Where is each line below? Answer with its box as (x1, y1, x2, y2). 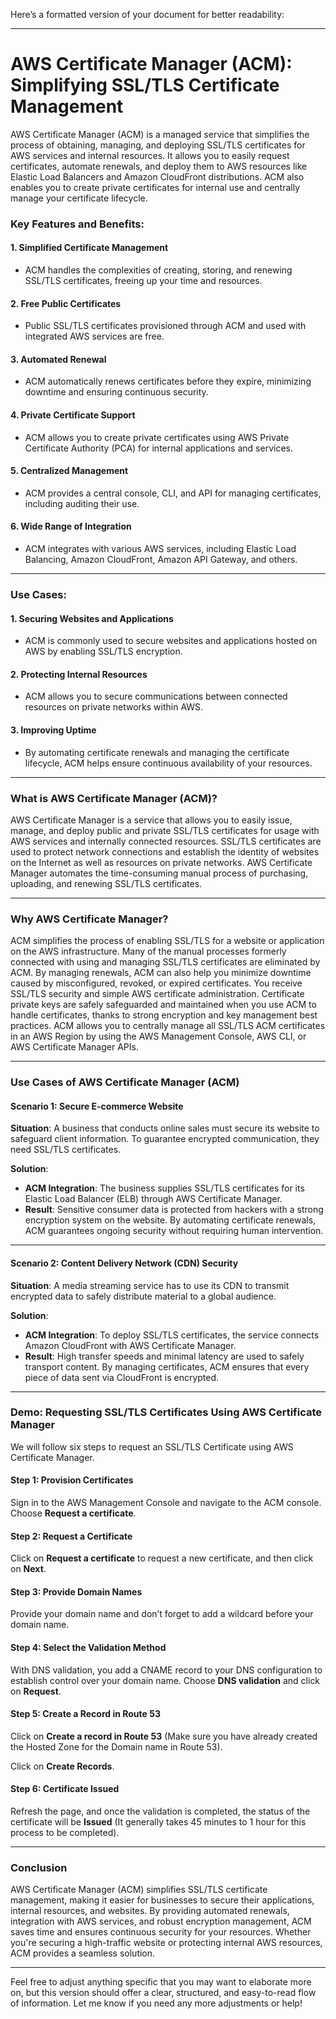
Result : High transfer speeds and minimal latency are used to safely (24, 1350, 305, 1362)
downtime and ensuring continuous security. (24, 386, 209, 398)
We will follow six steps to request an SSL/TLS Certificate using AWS (10, 1440, 294, 1453)
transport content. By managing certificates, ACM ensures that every (24, 1360, 310, 1373)
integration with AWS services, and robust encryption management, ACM (10, 1915, 312, 1928)
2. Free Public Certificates (10, 297, 122, 309)
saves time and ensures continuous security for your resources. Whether (10, 1926, 312, 1938)
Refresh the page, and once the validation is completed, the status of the (10, 1805, 311, 1818)
